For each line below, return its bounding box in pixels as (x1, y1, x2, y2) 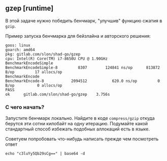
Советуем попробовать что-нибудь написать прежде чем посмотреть (5, 136, 159, 142)
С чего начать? (5, 103, 45, 111)
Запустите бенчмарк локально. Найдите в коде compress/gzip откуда (5, 115, 155, 121)
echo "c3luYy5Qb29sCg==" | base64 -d (5, 151, 85, 156)
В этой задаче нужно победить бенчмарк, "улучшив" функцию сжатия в (5, 17, 162, 23)
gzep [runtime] (5, 4, 54, 13)
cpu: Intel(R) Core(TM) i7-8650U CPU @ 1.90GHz (5, 56, 108, 61)
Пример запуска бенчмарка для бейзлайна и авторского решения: (5, 33, 151, 39)
